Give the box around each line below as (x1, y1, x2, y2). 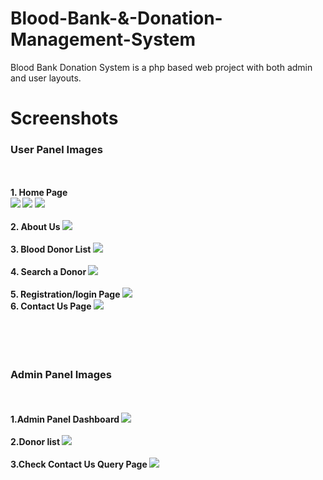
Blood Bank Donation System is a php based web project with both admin (10, 61, 313, 73)
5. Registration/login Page (10, 288, 121, 301)
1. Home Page (10, 187, 68, 199)
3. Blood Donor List (10, 243, 92, 256)
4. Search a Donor (10, 266, 87, 278)
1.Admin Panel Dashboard (10, 413, 120, 425)
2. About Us (10, 221, 61, 233)
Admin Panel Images (10, 368, 112, 382)
